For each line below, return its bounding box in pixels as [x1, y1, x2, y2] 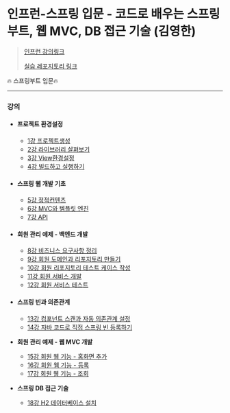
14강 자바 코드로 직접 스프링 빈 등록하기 [27, 323, 133, 331]
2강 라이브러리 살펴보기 [27, 145, 90, 154]
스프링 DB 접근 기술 [16, 383, 69, 392]
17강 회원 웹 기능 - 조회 [27, 369, 89, 377]
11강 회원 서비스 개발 [27, 272, 82, 281]
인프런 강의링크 [23, 47, 65, 56]
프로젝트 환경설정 [16, 120, 64, 128]
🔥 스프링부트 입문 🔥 [7, 76, 58, 84]
